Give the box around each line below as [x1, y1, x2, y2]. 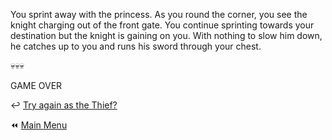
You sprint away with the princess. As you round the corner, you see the [10, 9, 308, 20]
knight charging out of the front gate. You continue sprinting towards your [10, 19, 315, 31]
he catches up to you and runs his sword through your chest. [10, 40, 262, 52]
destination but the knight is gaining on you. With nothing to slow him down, [10, 30, 323, 41]
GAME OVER [10, 80, 63, 91]
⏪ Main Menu [10, 119, 68, 131]
